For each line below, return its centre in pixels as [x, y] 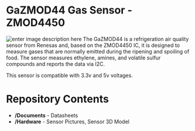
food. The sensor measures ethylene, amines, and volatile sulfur [83, 58]
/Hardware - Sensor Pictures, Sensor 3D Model [72, 122]
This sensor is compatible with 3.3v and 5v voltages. [69, 75]
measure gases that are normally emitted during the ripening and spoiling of [98, 51]
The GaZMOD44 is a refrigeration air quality [136, 39]
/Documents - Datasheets [46, 115]
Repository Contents [58, 99]
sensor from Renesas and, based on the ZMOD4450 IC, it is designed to [93, 45]
